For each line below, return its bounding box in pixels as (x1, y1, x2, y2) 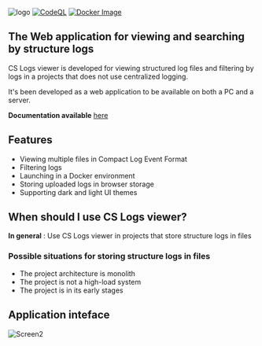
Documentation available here (8, 110, 109, 120)
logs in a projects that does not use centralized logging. (8, 72, 189, 81)
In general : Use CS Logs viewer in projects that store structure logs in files (8, 231, 252, 241)
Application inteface (8, 308, 110, 322)
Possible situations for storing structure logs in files (8, 251, 211, 262)
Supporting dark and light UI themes (19, 187, 138, 197)
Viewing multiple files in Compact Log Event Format (19, 154, 187, 164)
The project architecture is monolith (19, 268, 136, 278)
